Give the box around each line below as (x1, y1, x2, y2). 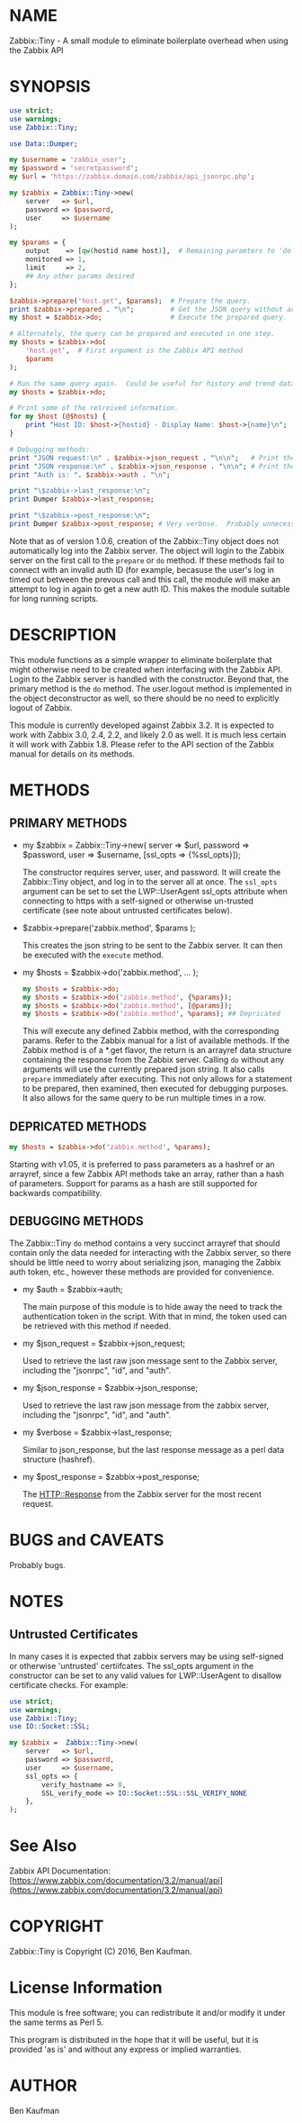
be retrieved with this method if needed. (22, 1320, 172, 1331)
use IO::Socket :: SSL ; (9, 1722, 91, 1731)
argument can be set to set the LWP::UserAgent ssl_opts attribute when (22, 885, 288, 896)
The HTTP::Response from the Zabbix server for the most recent (22, 1488, 262, 1500)
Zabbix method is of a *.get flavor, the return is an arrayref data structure (22, 1045, 292, 1056)
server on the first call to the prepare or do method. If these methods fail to (9, 555, 285, 566)
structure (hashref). (22, 1454, 95, 1465)
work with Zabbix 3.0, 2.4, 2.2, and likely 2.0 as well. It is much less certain (9, 729, 287, 739)
